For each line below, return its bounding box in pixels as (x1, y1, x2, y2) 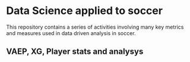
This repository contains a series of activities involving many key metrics (6, 23, 184, 30)
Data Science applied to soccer (6, 4, 163, 18)
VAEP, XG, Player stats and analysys (6, 47, 144, 57)
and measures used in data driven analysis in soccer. (6, 29, 136, 36)
